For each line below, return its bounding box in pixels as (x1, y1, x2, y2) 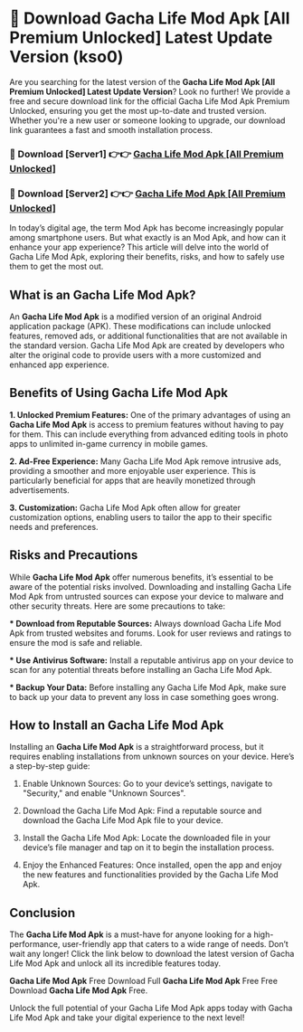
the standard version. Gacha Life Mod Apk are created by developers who (9, 339, 285, 351)
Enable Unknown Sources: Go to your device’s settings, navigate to (22, 778, 273, 790)
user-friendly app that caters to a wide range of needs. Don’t (62, 939, 289, 950)
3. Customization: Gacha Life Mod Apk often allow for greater (9, 502, 241, 513)
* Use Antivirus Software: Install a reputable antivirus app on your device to (9, 655, 294, 666)
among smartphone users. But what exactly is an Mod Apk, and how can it (9, 232, 287, 243)
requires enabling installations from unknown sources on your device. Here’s (9, 751, 295, 762)
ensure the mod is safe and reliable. (9, 637, 143, 648)
